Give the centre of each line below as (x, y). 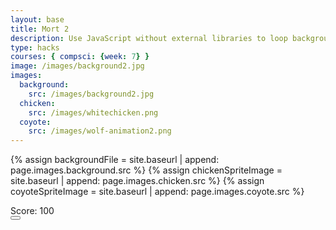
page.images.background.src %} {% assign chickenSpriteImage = (146, 170)
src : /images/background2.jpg (91, 94)
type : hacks (35, 47)
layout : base (37, 19)
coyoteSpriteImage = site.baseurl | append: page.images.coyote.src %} (157, 192)
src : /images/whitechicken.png (93, 112)
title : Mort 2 (40, 29)
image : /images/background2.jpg (77, 66)
